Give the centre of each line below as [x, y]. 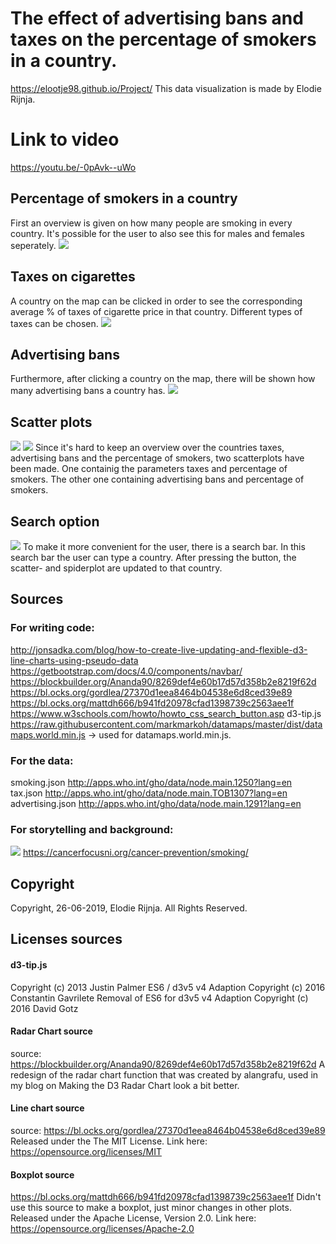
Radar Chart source [51, 1031]
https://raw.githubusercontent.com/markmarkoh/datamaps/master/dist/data [166, 724]
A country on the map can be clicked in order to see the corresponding [156, 301]
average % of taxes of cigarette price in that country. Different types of [156, 311]
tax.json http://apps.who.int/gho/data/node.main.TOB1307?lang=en [149, 793]
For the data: [42, 760]
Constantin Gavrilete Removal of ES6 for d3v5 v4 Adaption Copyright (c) [159, 998]
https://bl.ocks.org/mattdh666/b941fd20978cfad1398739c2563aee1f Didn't [166, 1197]
